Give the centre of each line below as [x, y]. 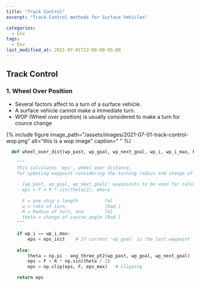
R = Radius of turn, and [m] [67, 212]
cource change [33, 123]
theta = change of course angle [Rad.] [71, 218]
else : [24, 250]
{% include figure [28, 134]
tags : [13, 39]
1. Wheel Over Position [39, 91]
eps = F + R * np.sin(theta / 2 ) [69, 261]
